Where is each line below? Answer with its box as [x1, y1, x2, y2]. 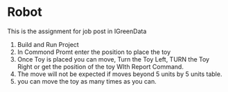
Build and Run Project [17, 40, 80, 48]
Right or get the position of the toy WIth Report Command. [17, 62, 184, 71]
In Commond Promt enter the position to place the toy [17, 48, 171, 56]
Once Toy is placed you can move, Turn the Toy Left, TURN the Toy [17, 55, 210, 63]
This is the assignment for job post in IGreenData [7, 27, 147, 35]
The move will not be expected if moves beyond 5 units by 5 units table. [17, 70, 222, 78]
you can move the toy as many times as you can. [17, 77, 157, 85]
